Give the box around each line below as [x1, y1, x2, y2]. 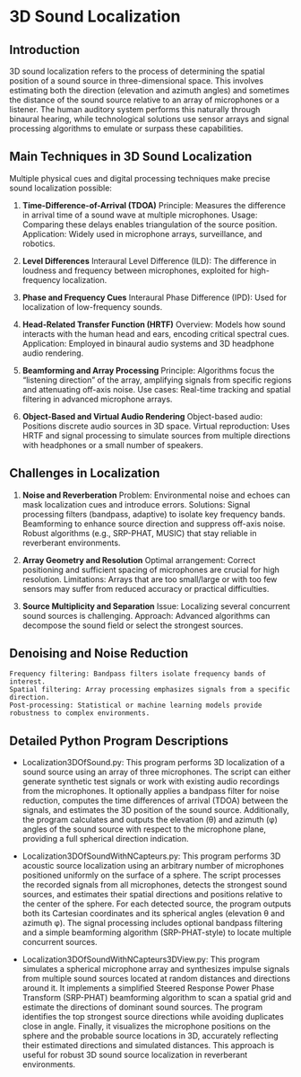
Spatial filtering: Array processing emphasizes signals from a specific [9, 685, 291, 694]
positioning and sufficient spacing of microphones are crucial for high [21, 564, 280, 575]
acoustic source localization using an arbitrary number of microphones [21, 861, 285, 871]
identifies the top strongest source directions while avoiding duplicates [21, 1011, 284, 1022]
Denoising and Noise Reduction [9, 646, 189, 661]
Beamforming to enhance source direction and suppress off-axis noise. [21, 518, 286, 529]
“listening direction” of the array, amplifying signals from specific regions [21, 375, 292, 385]
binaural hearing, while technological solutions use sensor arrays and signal [9, 114, 289, 124]
